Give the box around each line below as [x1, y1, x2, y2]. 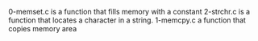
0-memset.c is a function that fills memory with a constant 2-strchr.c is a [8, 7, 251, 16]
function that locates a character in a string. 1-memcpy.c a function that [8, 15, 246, 25]
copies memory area [8, 24, 77, 33]
